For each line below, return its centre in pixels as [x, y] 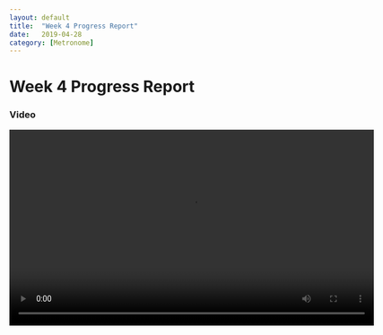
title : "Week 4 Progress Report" [74, 26]
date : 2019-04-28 [46, 34]
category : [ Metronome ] [52, 43]
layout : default [39, 17]
